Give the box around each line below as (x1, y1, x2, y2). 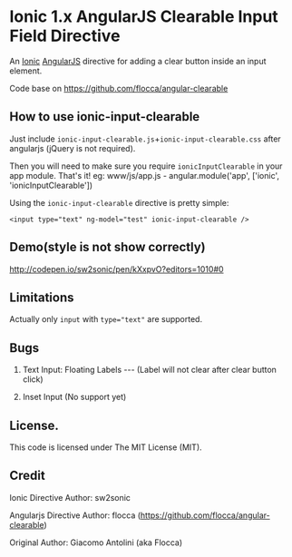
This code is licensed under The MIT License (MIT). (9, 442, 202, 453)
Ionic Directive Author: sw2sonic (9, 492, 131, 503)
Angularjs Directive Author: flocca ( (9, 510, 141, 521)
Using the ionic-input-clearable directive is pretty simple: (9, 197, 229, 208)
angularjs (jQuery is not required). (9, 142, 136, 153)
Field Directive (9, 25, 121, 46)
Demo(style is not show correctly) (9, 239, 206, 255)
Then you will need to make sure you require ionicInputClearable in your (9, 161, 283, 171)
